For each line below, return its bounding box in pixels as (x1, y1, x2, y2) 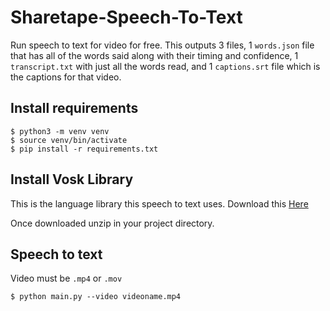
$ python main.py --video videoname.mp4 (10, 292, 182, 302)
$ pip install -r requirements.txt (10, 144, 159, 154)
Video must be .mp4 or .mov (10, 272, 123, 285)
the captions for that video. (10, 71, 122, 83)
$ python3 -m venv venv (10, 126, 110, 136)
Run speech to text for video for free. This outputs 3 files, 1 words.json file (10, 39, 315, 51)
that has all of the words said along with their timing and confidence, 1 (10, 49, 299, 61)
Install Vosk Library (10, 171, 134, 188)
